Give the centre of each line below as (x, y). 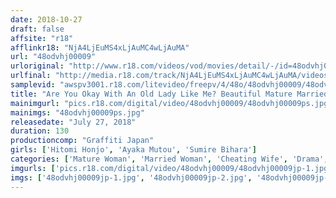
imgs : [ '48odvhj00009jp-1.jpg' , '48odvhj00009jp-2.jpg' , (131, 177)
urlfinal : (31, 76)
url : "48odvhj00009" (53, 57)
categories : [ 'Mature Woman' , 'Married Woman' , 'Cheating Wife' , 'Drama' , (169, 159)
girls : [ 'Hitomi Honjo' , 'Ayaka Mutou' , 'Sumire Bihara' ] (133, 150)
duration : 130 (40, 131)
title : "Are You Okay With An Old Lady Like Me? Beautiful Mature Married (169, 94)
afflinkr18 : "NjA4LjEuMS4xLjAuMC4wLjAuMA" (100, 47)
